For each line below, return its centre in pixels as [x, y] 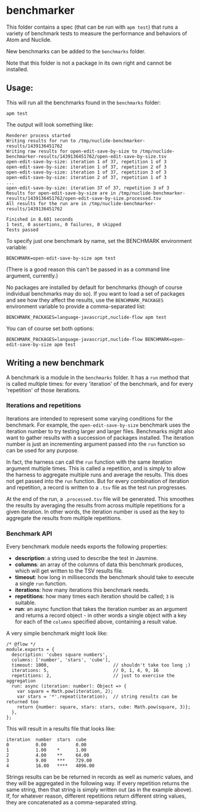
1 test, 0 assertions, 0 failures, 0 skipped [64, 224]
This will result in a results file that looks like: [61, 729]
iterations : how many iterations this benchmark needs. [82, 590]
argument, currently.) [32, 275]
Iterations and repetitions [44, 406]
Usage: [20, 88]
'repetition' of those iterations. [43, 390]
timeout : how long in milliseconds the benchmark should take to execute [104, 577]
